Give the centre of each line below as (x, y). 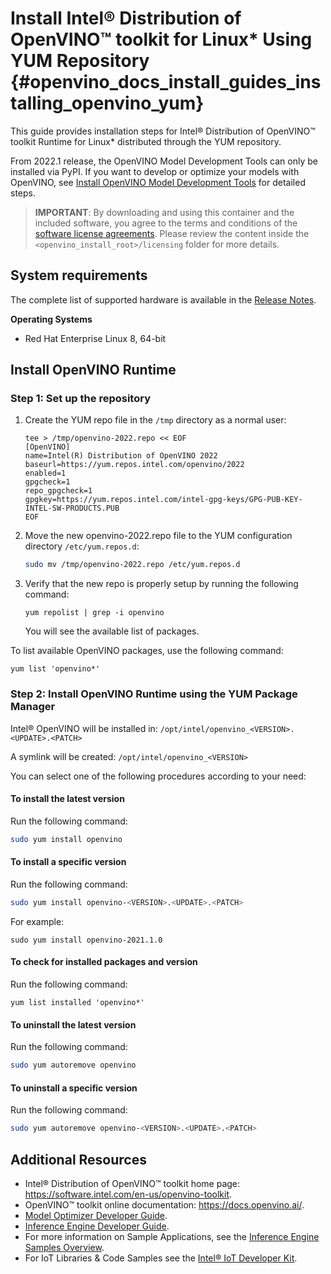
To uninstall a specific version (74, 1088)
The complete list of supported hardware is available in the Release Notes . (163, 299)
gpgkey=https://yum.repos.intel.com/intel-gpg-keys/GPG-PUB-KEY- (163, 500)
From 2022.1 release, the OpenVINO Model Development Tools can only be (164, 161)
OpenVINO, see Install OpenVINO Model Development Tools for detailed (158, 182)
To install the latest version (67, 799)
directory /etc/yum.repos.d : (82, 546)
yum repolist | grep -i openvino (94, 613)
